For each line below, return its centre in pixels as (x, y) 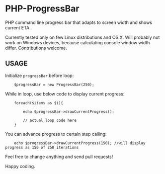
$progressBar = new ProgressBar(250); (54, 85)
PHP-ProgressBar (42, 9)
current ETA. (18, 27)
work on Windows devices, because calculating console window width (78, 42)
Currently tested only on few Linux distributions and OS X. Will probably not (82, 37)
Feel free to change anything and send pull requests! (59, 157)
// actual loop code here (50, 120)
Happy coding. (20, 166)
